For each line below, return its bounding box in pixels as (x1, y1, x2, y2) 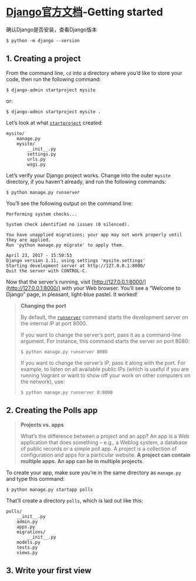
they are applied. (6, 237, 51, 243)
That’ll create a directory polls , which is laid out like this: (6, 497, 144, 504)
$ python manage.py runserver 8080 (20, 349, 108, 355)
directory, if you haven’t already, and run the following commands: (6, 178, 166, 185)
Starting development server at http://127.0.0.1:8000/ (6, 263, 146, 269)
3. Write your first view (6, 565, 92, 575)
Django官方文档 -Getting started (6, 5, 163, 19)
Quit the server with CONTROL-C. (6, 268, 88, 274)
